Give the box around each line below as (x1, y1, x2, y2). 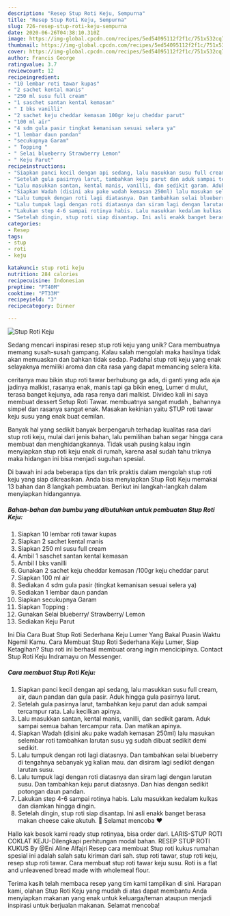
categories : (8, 220, 42, 227)
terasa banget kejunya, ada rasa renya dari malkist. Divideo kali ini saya (8, 391, 208, 398)
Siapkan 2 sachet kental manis (17, 537, 104, 545)
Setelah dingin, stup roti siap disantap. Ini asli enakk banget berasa (17, 809, 206, 817)
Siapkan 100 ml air (17, 573, 70, 582)
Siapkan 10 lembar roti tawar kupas (17, 530, 117, 538)
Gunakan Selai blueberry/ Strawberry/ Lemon (17, 610, 145, 618)
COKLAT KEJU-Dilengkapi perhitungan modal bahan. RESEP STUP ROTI (8, 837, 210, 845)
